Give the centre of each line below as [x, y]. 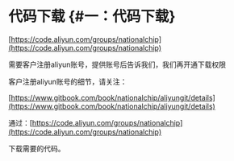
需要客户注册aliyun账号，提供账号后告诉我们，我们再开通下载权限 [117, 64]
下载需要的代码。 [37, 148]
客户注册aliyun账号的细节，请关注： [68, 81]
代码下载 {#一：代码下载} [92, 17]
